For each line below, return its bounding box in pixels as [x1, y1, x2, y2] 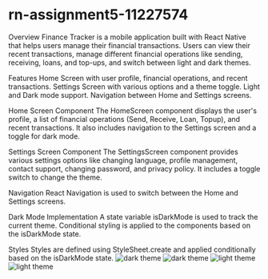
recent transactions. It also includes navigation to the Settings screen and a [8, 123, 257, 132]
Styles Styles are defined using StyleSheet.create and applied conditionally [8, 245, 256, 254]
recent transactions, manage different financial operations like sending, [8, 49, 243, 59]
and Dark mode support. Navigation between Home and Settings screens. [8, 90, 252, 99]
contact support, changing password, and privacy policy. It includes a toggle [8, 164, 261, 173]
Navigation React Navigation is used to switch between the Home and [8, 188, 238, 197]
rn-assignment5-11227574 [8, 6, 189, 24]
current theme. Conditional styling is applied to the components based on [8, 220, 250, 230]
